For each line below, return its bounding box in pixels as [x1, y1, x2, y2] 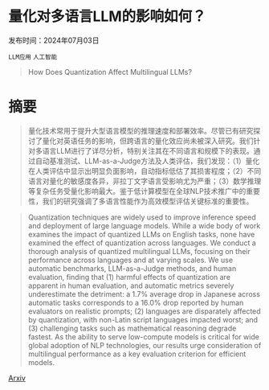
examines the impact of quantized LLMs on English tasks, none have [27, 229, 255, 239]
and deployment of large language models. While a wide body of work [27, 220, 261, 230]
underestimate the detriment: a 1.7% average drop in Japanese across [27, 289, 261, 298]
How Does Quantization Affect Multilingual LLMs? [27, 67, 193, 76]
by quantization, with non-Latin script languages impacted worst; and [27, 314, 259, 324]
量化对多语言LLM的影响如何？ [8, 7, 206, 26]
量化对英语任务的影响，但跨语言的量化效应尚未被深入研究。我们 [42, 136, 254, 146]
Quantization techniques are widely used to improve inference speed [27, 212, 256, 222]
